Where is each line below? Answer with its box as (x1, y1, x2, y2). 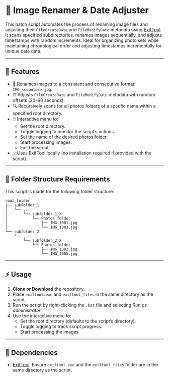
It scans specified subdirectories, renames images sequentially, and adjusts (5, 32, 162, 38)
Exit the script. (20, 144, 50, 150)
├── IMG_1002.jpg (41, 247, 78, 252)
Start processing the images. (20, 329, 80, 335)
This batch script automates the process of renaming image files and (5, 21, 148, 27)
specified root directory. (12, 110, 63, 116)
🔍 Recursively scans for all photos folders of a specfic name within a (12, 103, 156, 109)
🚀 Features (5, 68, 40, 76)
